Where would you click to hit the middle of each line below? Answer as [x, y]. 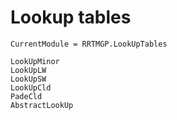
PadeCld [26, 96]
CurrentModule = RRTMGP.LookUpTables [89, 44]
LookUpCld [31, 87]
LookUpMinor [35, 61]
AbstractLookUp [42, 105]
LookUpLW [28, 70]
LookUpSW [28, 79]
